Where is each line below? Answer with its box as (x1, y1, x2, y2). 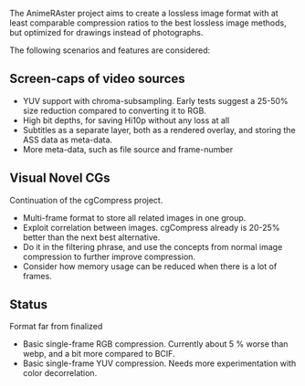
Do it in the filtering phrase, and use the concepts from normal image (22, 241, 283, 252)
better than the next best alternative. (22, 232, 161, 243)
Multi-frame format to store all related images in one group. (22, 212, 247, 223)
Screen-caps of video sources (9, 71, 185, 87)
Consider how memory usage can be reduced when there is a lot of (22, 260, 278, 272)
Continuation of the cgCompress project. (9, 194, 163, 205)
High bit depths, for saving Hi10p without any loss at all (22, 114, 230, 126)
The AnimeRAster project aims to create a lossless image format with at (9, 8, 279, 18)
